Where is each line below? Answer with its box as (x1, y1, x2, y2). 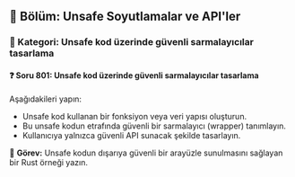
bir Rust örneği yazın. (9, 156, 88, 167)
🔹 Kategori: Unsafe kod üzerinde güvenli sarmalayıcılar (9, 36, 254, 49)
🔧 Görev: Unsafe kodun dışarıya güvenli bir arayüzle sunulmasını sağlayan (9, 147, 283, 158)
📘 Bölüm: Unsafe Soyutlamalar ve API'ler (9, 9, 241, 24)
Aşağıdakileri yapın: (9, 93, 82, 104)
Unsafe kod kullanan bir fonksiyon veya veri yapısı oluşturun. (22, 111, 247, 121)
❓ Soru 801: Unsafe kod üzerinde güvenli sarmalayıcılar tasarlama (9, 69, 259, 81)
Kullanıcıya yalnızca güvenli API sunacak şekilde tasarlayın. (22, 129, 241, 140)
